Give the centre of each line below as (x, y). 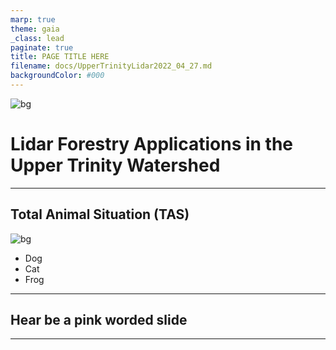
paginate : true (42, 47)
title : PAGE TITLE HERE (60, 57)
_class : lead (37, 38)
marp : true (33, 19)
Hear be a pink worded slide (99, 320)
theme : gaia (35, 29)
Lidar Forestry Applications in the (152, 144)
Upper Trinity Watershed (115, 165)
